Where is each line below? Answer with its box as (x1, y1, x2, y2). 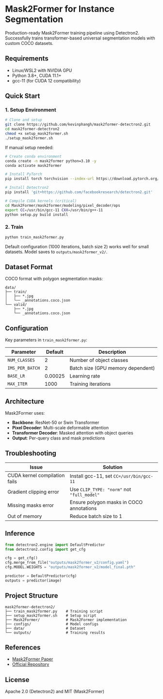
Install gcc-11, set (69, 472, 113, 479)
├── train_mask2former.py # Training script (5, 609, 103, 614)
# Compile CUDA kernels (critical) (5, 199, 77, 203)
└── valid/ (5, 302, 27, 307)
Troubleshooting (5, 449, 57, 458)
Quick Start (5, 92, 40, 100)
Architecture (5, 397, 45, 405)
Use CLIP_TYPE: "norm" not (69, 486, 131, 493)
